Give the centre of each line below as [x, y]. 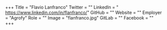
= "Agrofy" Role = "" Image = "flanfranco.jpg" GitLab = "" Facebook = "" [79, 18]
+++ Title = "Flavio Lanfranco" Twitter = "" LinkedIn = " [62, 7]
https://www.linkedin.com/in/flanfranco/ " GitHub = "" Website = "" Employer [83, 12]
